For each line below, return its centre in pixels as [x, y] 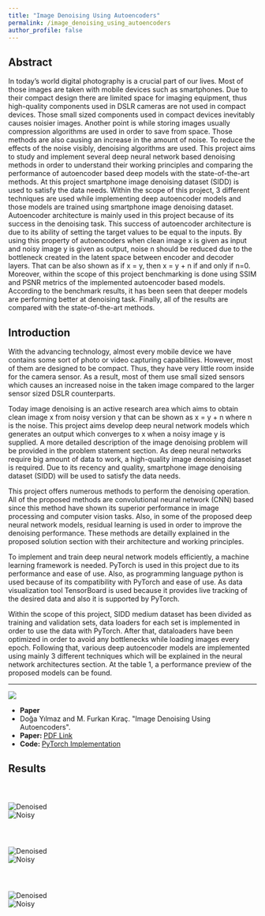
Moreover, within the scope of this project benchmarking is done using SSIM [132, 274]
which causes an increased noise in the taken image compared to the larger [131, 385]
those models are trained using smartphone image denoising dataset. [121, 207]
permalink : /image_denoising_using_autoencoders [90, 23]
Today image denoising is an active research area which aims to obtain [123, 409]
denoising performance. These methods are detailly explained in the [119, 533]
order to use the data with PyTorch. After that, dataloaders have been [121, 631]
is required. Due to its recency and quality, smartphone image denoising [125, 467]
